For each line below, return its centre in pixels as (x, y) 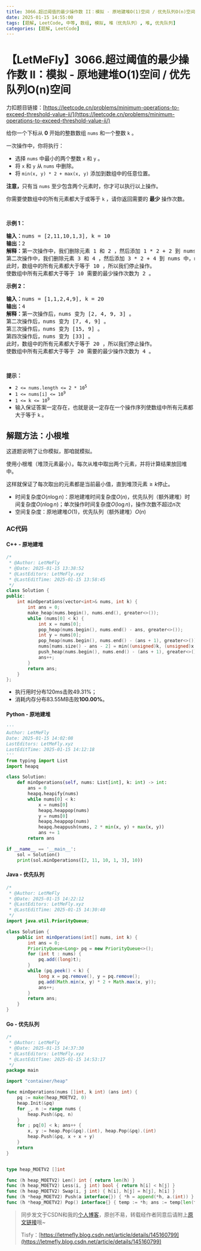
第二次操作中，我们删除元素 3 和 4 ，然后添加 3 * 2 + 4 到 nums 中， (100, 259)
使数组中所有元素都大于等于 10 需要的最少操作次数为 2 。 (80, 274)
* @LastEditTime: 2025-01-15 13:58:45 (57, 579)
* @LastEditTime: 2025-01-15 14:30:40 (57, 910)
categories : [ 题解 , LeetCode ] (43, 28)
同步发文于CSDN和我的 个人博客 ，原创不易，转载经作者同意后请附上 (104, 1214)
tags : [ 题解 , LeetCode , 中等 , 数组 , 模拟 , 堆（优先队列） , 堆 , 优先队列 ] (91, 23)
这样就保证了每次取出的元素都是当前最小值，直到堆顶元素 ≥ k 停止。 (90, 484)
